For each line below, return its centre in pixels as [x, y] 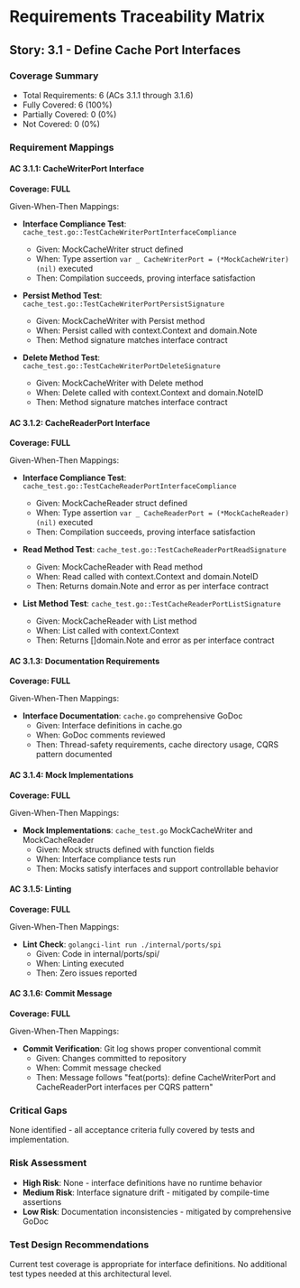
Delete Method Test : [61, 357]
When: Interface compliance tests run [105, 858]
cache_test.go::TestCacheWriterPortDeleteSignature [121, 366]
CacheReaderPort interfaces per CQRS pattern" [124, 1087]
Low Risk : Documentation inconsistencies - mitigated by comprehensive [157, 1211]
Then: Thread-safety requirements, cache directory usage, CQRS [157, 745]
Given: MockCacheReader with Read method [119, 567]
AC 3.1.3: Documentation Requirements [85, 661]
